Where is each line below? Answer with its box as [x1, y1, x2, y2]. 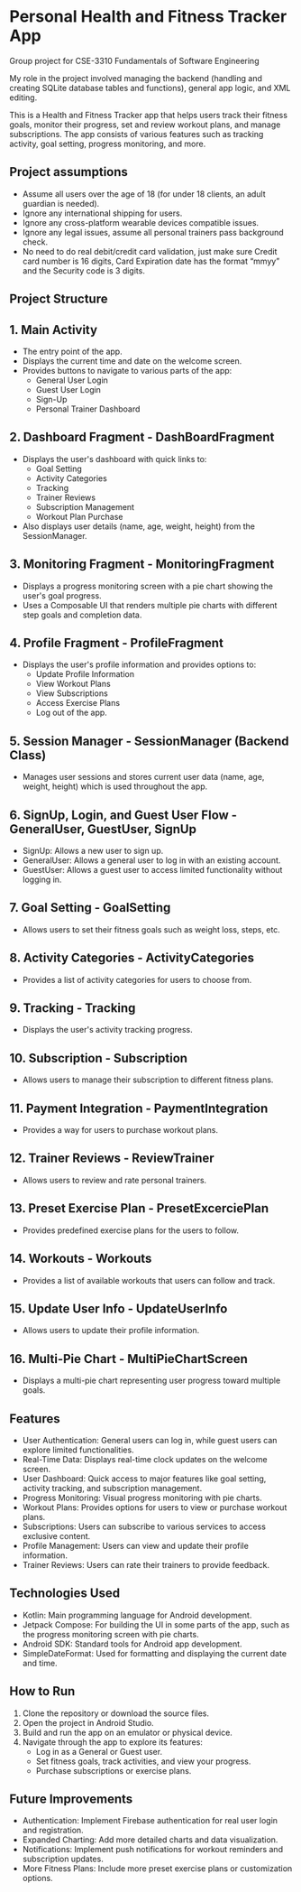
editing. [9, 92, 38, 103]
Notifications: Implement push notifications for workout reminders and [22, 1844, 284, 1855]
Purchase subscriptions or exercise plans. [35, 1765, 192, 1776]
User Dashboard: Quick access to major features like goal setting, [22, 1473, 267, 1484]
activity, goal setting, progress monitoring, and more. [9, 138, 206, 149]
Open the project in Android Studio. [22, 1717, 155, 1728]
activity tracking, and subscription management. [22, 1482, 203, 1493]
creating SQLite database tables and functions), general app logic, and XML [9, 82, 291, 93]
